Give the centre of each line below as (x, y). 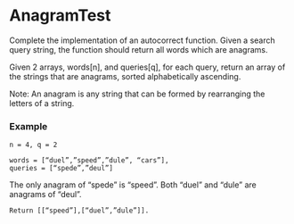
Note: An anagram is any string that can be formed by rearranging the (137, 94)
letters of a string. (42, 103)
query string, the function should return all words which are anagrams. (139, 49)
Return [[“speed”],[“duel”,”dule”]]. (79, 211)
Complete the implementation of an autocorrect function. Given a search (143, 40)
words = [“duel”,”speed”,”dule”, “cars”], (89, 161)
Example (29, 126)
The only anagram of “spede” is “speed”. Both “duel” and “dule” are (133, 185)
